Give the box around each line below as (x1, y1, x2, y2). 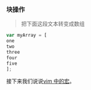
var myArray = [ (6, 32, 47, 39)
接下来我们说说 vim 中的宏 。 (6, 77, 75, 85)
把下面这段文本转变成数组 (20, 20, 85, 28)
